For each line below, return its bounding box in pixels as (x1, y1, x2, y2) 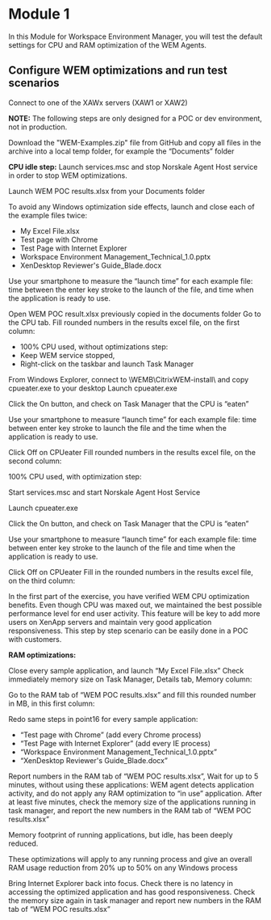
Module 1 (8, 5, 70, 23)
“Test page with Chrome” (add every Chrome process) (19, 729, 202, 740)
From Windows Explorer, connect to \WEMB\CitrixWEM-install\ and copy (8, 374, 249, 384)
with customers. (8, 634, 62, 644)
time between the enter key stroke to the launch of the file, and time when (8, 285, 254, 294)
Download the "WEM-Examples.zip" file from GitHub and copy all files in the (8, 137, 261, 147)
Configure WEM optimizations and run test (8, 64, 227, 78)
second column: (8, 456, 62, 466)
